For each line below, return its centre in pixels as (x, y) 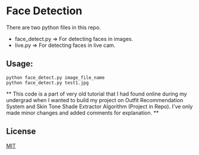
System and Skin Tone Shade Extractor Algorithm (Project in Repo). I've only (99, 106)
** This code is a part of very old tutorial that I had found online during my (97, 94)
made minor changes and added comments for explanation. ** (83, 113)
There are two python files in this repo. (53, 27)
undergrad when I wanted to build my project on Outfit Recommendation (95, 100)
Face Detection (44, 11)
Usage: (20, 64)
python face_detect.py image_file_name (56, 77)
